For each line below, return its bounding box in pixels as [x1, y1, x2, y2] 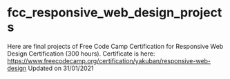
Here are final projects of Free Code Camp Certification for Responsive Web [7, 42, 224, 50]
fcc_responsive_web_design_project [7, 5, 222, 21]
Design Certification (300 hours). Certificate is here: [7, 49, 155, 58]
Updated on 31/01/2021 [28, 64, 95, 72]
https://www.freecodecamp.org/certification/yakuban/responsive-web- [7, 56, 211, 65]
